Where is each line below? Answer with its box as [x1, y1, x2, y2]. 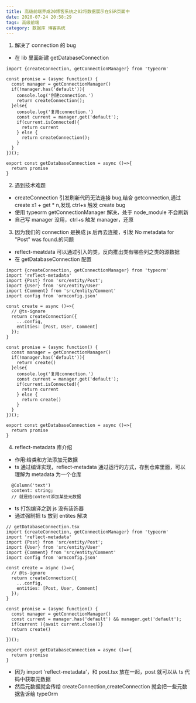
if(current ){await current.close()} [11, 622, 104, 627]
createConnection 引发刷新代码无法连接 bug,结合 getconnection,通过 [14, 194, 181, 201]
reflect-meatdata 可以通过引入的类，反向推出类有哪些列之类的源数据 [14, 249, 180, 256]
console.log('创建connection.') [16, 93, 94, 99]
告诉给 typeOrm [19, 690, 59, 698]
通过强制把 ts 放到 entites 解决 [14, 512, 88, 519]
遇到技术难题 [14, 182, 46, 189]
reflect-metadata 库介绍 [14, 444, 73, 451]
